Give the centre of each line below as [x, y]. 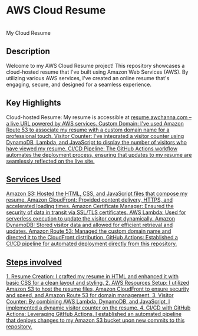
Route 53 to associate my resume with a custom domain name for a [88, 130]
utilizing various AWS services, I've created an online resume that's [88, 78]
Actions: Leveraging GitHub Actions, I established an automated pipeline [94, 314]
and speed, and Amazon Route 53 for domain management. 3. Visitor [90, 295]
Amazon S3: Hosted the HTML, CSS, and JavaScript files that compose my [97, 194]
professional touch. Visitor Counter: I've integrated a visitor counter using [95, 136]
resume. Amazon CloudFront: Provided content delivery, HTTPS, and [89, 200]
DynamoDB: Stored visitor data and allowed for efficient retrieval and [90, 225]
